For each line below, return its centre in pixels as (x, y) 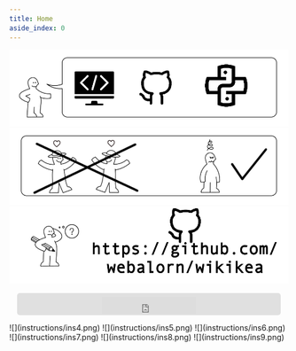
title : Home (31, 19)
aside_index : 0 (37, 28)
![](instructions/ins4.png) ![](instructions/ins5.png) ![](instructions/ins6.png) (148, 328)
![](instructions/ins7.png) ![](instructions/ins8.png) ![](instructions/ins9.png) (147, 338)
